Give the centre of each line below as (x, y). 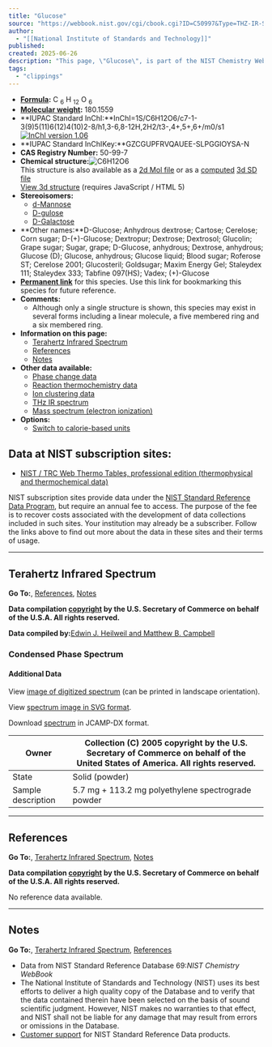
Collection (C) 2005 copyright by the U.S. (166, 743)
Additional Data (35, 673)
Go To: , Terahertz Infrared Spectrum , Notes (81, 857)
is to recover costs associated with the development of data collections (127, 515)
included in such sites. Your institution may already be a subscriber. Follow (133, 523)
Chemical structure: (55, 161)
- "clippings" (39, 76)
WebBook (36, 974)
